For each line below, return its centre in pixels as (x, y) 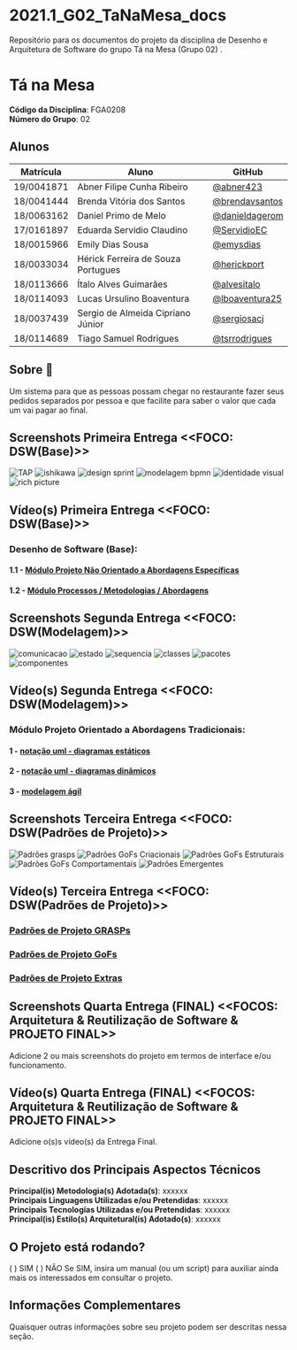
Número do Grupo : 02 (50, 119)
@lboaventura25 (247, 298)
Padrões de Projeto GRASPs (70, 930)
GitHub (248, 172)
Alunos (30, 147)
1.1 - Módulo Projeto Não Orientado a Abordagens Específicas (124, 570)
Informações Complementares (95, 1305)
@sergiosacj (238, 318)
